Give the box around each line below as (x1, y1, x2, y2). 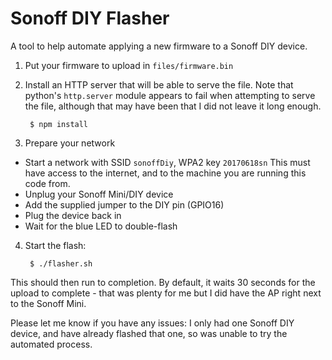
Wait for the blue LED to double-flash (24, 220, 178, 232)
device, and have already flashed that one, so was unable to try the (10, 327, 288, 339)
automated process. (10, 338, 93, 350)
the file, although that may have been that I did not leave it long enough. (24, 100, 322, 112)
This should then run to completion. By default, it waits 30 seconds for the (10, 276, 316, 288)
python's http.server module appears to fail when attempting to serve (24, 89, 316, 101)
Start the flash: (24, 239, 87, 251)
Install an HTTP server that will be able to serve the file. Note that (24, 78, 294, 91)
